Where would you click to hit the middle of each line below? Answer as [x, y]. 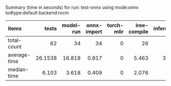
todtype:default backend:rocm [37, 13]
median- [18, 69]
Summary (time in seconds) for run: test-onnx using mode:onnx [72, 7]
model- [71, 25]
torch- [115, 25]
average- [19, 55]
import [94, 32]
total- [15, 40]
